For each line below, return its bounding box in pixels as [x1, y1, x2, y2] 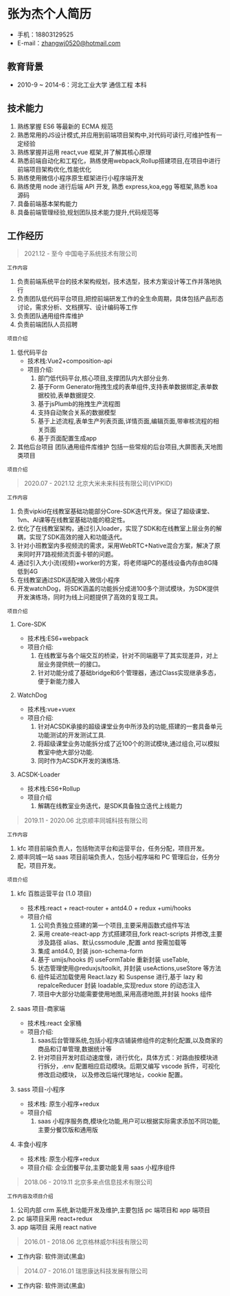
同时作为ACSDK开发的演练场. [37, 757, 121, 765]
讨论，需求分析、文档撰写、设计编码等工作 [16, 303, 138, 311]
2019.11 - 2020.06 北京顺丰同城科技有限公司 [23, 816, 148, 825]
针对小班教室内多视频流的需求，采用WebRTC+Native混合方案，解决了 [16, 541, 215, 550]
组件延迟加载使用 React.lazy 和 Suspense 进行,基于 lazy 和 [37, 973, 203, 981]
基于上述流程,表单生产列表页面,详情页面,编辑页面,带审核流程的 [37, 417, 214, 425]
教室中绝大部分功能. [37, 748, 94, 757]
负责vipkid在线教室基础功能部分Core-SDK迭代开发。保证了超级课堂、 [16, 507, 214, 515]
